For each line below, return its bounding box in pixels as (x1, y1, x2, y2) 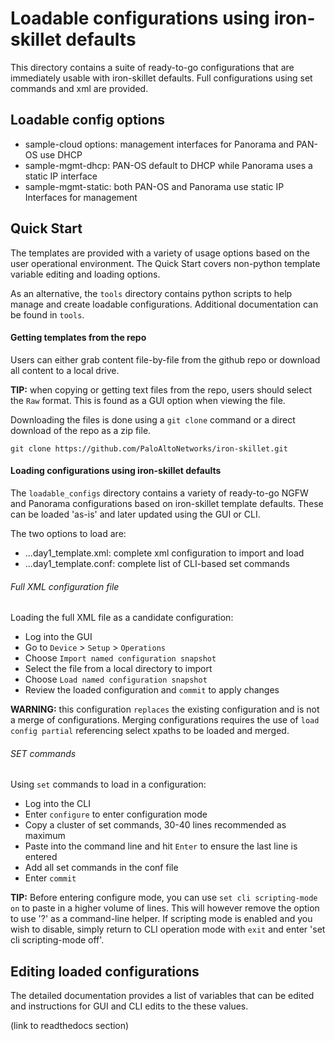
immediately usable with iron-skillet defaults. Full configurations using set (10, 72, 313, 84)
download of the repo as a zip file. (10, 424, 152, 436)
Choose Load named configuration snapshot (24, 673, 208, 686)
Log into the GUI (24, 631, 93, 643)
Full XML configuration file (10, 580, 120, 592)
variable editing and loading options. (10, 268, 161, 280)
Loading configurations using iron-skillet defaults (10, 465, 222, 477)
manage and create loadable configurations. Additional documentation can (10, 298, 319, 310)
